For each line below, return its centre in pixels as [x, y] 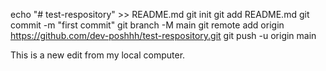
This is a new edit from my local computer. [98, 55]
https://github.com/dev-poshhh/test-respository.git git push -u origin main [163, 35]
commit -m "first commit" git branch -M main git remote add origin [147, 25]
